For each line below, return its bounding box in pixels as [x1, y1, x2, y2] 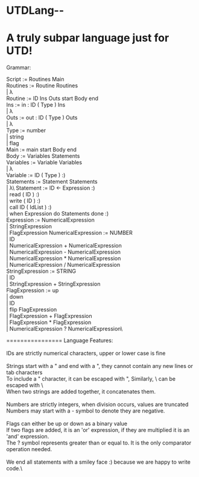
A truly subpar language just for [6, 31, 169, 45]
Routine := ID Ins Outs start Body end [6, 95, 98, 102]
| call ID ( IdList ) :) [6, 204, 52, 211]
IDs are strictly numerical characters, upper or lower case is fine [6, 350, 166, 357]
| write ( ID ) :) [6, 197, 41, 205]
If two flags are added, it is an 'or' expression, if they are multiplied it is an [6, 426, 190, 434]
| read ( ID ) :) [6, 191, 40, 198]
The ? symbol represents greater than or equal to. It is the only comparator [6, 439, 192, 446]
